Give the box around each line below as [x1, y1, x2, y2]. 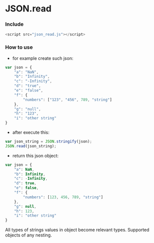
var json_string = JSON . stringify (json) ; [5, 139, 92, 144]
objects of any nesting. [5, 232, 52, 238]
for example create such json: [12, 55, 74, 61]
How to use [5, 44, 33, 51]
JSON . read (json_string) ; [5, 143, 57, 148]
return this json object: [12, 152, 59, 158]
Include [5, 21, 24, 28]
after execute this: [12, 129, 50, 135]
